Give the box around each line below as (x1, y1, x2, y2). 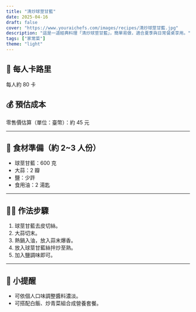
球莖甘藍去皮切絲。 (14, 223, 61, 230)
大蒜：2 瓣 (14, 167, 40, 174)
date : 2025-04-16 (6, 14, 48, 20)
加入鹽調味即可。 (14, 252, 56, 259)
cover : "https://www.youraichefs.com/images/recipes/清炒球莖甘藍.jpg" (6, 25, 179, 31)
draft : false (6, 19, 38, 25)
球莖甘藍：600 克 (14, 160, 57, 167)
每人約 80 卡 (6, 81, 36, 88)
